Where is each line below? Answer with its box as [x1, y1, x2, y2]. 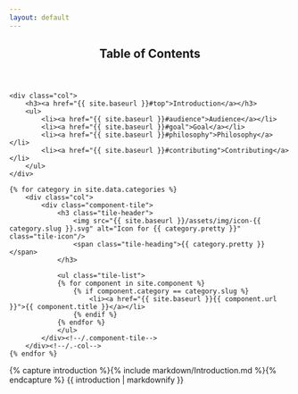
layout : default [9, 13, 70, 22]
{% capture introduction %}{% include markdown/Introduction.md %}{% [9, 365, 277, 376]
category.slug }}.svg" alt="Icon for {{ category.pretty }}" [9, 224, 242, 233]
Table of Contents [99, 46, 201, 62]
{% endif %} [72, 310, 118, 320]
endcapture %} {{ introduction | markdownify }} [9, 374, 185, 385]
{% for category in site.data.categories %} [9, 185, 178, 195]
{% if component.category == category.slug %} [72, 287, 250, 296]
